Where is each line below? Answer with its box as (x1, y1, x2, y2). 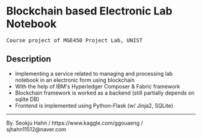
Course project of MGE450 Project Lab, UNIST (6, 37, 143, 43)
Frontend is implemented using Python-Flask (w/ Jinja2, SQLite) (14, 102, 173, 109)
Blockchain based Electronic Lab (6, 4, 173, 18)
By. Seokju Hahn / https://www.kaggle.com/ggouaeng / (6, 119, 143, 126)
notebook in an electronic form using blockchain (14, 76, 135, 84)
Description (6, 54, 51, 64)
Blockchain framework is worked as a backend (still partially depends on (14, 89, 195, 96)
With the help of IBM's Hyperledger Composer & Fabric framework (14, 82, 180, 90)
